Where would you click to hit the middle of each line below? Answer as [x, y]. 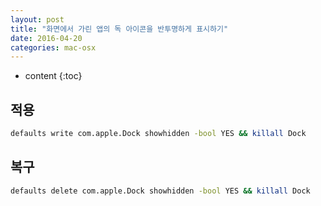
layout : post [37, 19]
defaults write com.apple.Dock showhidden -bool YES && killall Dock [158, 134]
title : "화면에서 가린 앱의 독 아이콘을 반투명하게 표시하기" [119, 29]
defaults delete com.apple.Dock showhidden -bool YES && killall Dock [160, 191]
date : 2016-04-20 [46, 38]
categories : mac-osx [53, 47]
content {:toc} [53, 76]
